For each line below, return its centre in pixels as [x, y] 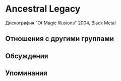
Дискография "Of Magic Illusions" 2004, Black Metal [60, 23]
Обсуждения [27, 56]
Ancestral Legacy [43, 9]
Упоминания [26, 73]
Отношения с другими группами [60, 39]
